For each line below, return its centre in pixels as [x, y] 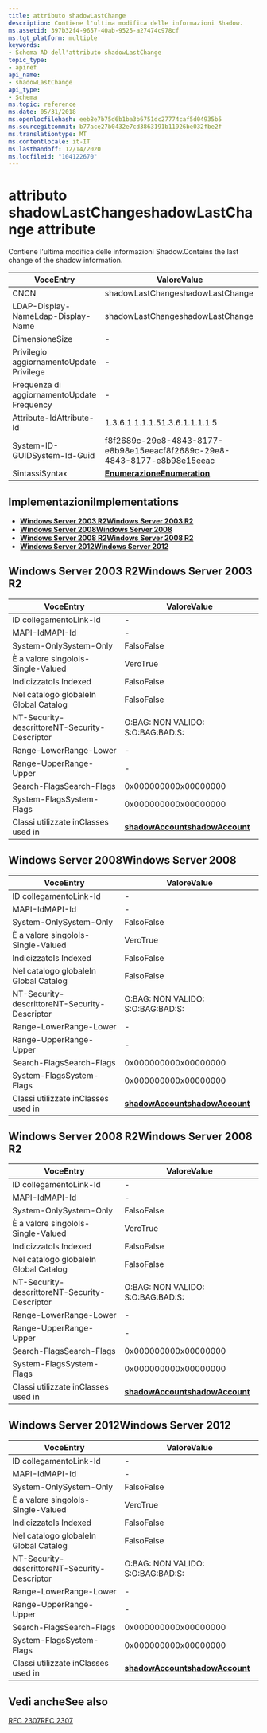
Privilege [29, 372]
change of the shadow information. [66, 261]
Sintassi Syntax [40, 473]
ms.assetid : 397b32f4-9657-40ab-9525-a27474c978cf [94, 30]
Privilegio [30, 352]
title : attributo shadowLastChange [67, 16]
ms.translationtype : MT [48, 134]
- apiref [23, 68]
